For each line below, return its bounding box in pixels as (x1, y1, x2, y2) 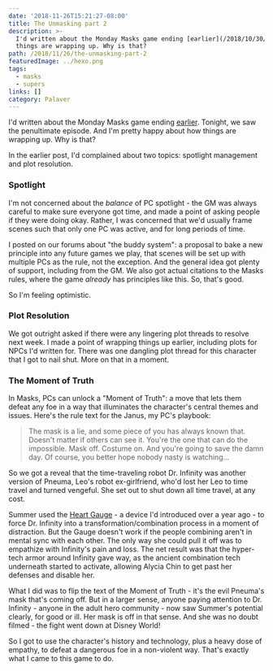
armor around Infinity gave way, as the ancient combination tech (24, 553, 241, 563)
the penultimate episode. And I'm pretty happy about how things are (8, 126, 237, 136)
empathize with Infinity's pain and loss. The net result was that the (8, 544, 231, 554)
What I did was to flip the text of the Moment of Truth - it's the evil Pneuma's (8, 586, 265, 596)
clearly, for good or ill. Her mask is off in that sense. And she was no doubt (8, 612, 258, 622)
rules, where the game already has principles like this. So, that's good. (8, 274, 245, 284)
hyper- (232, 544, 255, 554)
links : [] (8, 87, 42, 96)
